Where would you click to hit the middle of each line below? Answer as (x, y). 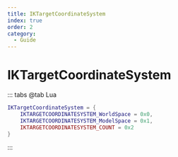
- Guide (25, 40)
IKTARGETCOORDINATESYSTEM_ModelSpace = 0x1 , (87, 121)
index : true (25, 21)
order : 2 (20, 27)
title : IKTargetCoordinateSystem (57, 14)
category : (22, 34)
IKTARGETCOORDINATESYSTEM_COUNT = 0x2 (77, 127)
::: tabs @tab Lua (32, 95)
